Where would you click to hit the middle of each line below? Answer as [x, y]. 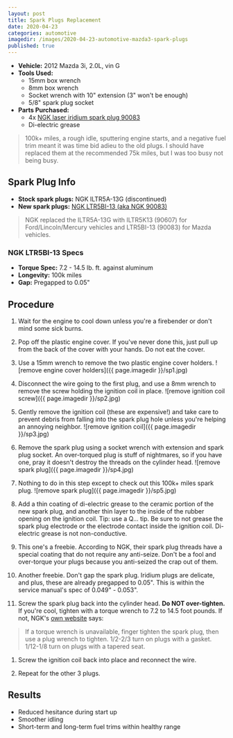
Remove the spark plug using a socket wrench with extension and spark [121, 447]
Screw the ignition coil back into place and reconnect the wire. [107, 659]
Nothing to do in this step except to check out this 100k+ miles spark [116, 483]
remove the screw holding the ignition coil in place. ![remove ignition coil [121, 391]
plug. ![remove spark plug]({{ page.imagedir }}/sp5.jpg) [97, 490]
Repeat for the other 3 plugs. [59, 673]
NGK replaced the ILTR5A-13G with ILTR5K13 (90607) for [106, 220]
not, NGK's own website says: [61, 618]
